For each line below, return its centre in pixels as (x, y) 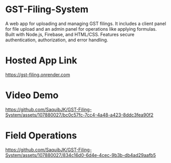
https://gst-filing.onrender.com (38, 75)
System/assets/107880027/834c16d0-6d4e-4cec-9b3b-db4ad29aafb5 (81, 155)
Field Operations (41, 135)
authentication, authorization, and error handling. (57, 40)
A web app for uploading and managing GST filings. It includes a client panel (86, 24)
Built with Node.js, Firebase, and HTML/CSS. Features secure (70, 34)
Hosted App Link (41, 61)
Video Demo (32, 95)
